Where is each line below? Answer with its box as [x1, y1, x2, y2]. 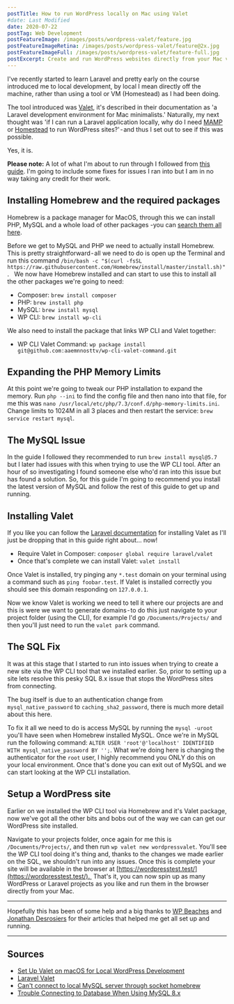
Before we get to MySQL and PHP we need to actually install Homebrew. [7, 241, 214, 249]
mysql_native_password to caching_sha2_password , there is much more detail [7, 702, 224, 711]
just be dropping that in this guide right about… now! [7, 536, 158, 544]
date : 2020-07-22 [7, 23, 58, 30]
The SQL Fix [7, 641, 61, 653]
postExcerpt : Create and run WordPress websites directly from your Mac [7, 56, 223, 63]
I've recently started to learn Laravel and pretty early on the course [7, 75, 200, 83]
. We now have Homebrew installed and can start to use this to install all [7, 270, 217, 278]
